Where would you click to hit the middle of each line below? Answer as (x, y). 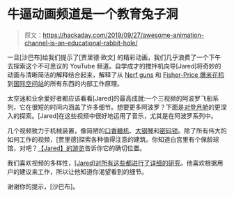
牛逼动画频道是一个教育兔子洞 (93, 14)
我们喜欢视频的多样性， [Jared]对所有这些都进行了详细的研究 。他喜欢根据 (112, 163)
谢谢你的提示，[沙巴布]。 (43, 187)
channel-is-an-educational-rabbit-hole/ (81, 43)
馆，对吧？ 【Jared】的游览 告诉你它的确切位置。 (77, 148)
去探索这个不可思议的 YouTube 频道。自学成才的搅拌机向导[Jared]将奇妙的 (114, 66)
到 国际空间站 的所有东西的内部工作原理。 (65, 83)
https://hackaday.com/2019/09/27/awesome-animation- (123, 35)
